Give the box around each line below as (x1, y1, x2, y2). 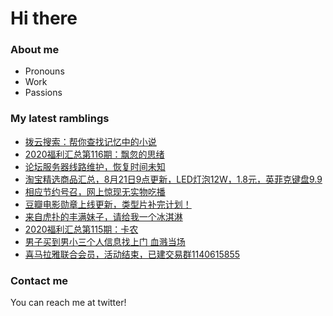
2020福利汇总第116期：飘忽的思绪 (24, 148, 165, 160)
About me (10, 43, 60, 57)
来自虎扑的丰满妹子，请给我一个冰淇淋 (24, 210, 183, 222)
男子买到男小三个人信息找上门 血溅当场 (24, 235, 186, 247)
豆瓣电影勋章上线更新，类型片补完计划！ (24, 198, 192, 210)
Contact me (10, 273, 69, 287)
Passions (24, 87, 63, 99)
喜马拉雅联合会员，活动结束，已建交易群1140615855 (24, 248, 241, 260)
